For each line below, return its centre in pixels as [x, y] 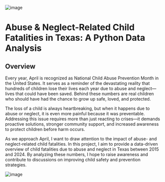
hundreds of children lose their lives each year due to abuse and [70, 89]
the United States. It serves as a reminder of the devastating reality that [78, 83]
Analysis [23, 48]
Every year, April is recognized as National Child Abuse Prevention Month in [82, 78]
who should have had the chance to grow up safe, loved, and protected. [78, 99]
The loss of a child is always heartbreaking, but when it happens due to [78, 108]
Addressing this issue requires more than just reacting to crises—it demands [82, 119]
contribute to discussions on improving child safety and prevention [73, 160]
